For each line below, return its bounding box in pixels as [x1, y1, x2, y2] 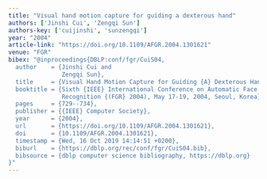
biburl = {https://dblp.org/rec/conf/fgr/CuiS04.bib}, [15, 144, 212, 152]
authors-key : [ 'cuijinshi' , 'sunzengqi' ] [8, 26, 148, 34]
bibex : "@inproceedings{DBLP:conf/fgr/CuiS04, [8, 56, 165, 64]
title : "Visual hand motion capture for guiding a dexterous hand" [8, 11, 237, 20]
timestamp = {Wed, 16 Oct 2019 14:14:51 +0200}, [15, 136, 180, 145]
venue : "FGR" [8, 48, 52, 56]
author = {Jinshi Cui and [15, 63, 112, 71]
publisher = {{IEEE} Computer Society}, [15, 108, 151, 116]
